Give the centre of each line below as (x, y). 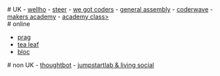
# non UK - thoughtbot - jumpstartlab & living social (81, 65)
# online (19, 24)
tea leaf (28, 45)
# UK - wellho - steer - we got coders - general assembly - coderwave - (110, 9)
